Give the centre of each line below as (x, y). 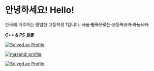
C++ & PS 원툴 (19, 35)
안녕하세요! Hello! (40, 10)
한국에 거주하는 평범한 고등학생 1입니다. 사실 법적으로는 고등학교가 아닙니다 (77, 24)
